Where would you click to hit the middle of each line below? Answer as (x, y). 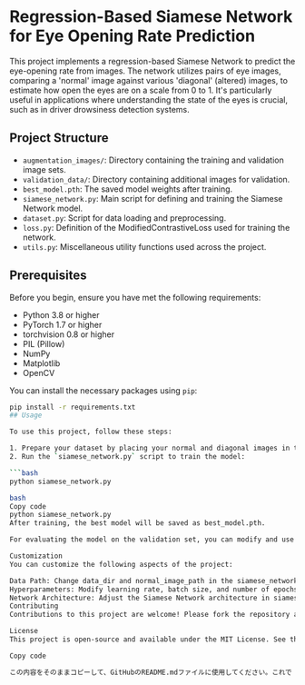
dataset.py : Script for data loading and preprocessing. (124, 218)
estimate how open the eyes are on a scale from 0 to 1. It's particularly (141, 90)
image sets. (44, 169)
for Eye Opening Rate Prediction (133, 36)
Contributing (34, 606)
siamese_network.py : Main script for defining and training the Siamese (152, 198)
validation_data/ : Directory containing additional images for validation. (156, 179)
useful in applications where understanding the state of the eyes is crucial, (149, 99)
